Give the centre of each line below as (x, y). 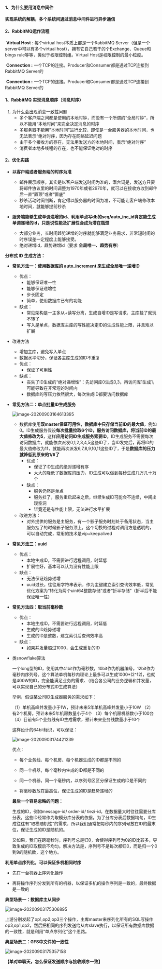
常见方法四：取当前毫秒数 (37, 607)
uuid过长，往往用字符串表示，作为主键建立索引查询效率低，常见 (90, 584)
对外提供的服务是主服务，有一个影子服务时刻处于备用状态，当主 (90, 521)
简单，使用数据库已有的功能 (54, 300)
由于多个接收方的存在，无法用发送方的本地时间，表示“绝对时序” (82, 142)
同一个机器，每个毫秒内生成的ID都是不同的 (62, 770)
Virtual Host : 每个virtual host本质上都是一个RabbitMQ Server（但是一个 (78, 43)
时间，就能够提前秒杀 (45, 206)
